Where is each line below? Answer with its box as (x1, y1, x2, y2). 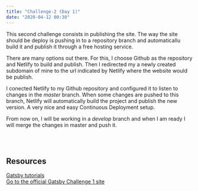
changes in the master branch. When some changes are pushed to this (6, 91, 179, 98)
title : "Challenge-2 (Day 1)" (6, 8, 81, 15)
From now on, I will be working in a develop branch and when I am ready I (6, 115, 186, 122)
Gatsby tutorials (6, 172, 45, 179)
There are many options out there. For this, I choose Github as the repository (6, 54, 193, 61)
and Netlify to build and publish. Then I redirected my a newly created (6, 60, 176, 68)
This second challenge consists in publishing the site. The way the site (6, 30, 178, 37)
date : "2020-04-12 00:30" (6, 14, 70, 20)
